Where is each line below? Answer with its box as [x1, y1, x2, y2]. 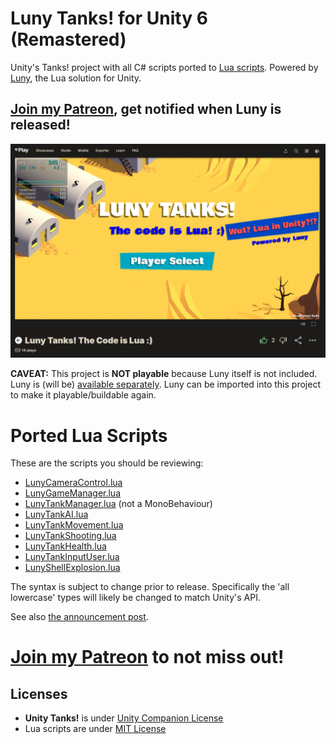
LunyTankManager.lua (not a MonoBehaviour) [24, 498, 213, 510]
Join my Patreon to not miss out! [10, 646, 285, 669]
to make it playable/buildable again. [10, 389, 157, 401]
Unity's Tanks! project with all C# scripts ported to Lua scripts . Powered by [10, 61, 319, 73]
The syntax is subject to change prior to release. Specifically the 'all [10, 581, 290, 593]
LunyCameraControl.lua [24, 477, 123, 489]
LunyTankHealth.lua [24, 540, 107, 552]
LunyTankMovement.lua [24, 519, 124, 531]
